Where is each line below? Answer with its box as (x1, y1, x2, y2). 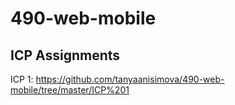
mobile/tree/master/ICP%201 (10, 84, 130, 96)
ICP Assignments (10, 47, 121, 64)
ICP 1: (10, 73, 34, 85)
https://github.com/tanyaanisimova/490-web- (35, 73, 225, 85)
